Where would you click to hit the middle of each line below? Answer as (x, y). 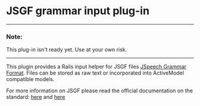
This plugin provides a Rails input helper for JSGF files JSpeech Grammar (96, 67)
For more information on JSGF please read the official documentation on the (100, 91)
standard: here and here (36, 97)
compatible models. (30, 79)
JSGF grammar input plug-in (78, 11)
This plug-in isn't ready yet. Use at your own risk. (67, 50)
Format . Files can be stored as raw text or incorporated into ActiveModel (95, 73)
